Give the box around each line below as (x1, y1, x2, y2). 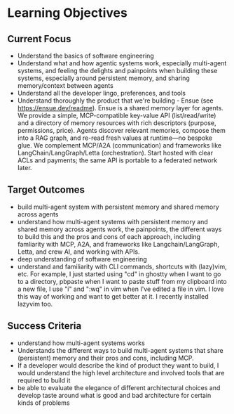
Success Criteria (7, 320, 82, 332)
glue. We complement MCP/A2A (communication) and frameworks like (17, 141, 222, 149)
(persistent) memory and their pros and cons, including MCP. (17, 354, 194, 362)
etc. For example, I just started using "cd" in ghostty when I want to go (17, 269, 221, 278)
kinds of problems (17, 399, 70, 407)
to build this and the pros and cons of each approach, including (17, 232, 201, 240)
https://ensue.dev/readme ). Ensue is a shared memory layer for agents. (17, 104, 224, 112)
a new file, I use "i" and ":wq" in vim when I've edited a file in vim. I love (17, 285, 224, 293)
